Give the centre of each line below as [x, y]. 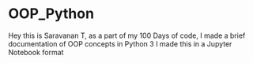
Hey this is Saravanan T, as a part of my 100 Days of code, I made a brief [127, 35]
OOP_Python [51, 14]
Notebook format [36, 52]
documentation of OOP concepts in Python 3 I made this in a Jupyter [120, 43]
